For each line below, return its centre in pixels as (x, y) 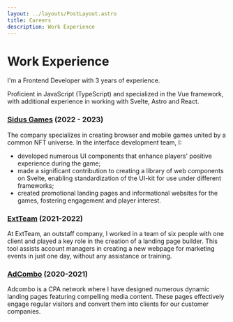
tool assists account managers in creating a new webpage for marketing (111, 248)
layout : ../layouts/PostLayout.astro (62, 14)
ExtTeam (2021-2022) (45, 219)
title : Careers (29, 20)
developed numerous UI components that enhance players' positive (115, 156)
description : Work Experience (51, 27)
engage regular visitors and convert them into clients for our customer (108, 304)
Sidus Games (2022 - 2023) (55, 119)
